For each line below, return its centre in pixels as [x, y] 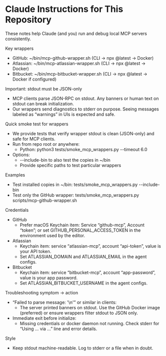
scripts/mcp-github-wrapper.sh [44, 200]
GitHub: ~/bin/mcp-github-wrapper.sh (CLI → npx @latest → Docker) [83, 58]
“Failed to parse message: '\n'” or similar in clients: [64, 302]
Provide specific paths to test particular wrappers [71, 165]
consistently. [18, 39]
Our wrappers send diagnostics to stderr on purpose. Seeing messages [85, 109]
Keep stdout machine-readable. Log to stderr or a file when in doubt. [83, 348]
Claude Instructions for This [64, 9]
